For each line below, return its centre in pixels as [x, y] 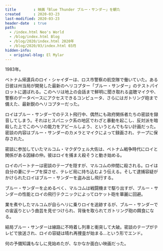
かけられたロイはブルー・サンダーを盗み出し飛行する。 [60, 178]
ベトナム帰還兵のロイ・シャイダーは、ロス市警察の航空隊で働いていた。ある [81, 80]
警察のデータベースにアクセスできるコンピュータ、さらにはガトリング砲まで [81, 98]
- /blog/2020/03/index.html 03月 [43, 46]
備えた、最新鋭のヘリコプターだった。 [43, 104]
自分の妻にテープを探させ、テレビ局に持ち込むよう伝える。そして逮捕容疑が [81, 172]
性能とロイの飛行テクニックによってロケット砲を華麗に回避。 [83, 194]
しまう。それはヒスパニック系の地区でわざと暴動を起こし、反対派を [86, 120]
